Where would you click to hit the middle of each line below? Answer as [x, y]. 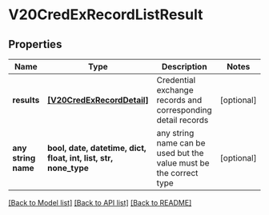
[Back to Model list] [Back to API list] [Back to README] [100, 203]
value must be [183, 163]
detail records [183, 120]
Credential [176, 80]
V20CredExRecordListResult [106, 15]
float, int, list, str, [80, 158]
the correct [177, 173]
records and [179, 100]
